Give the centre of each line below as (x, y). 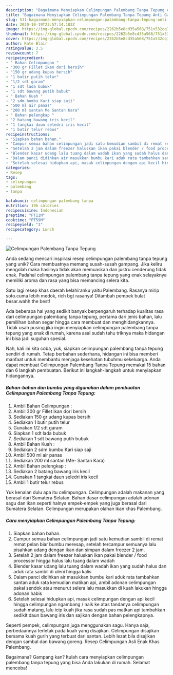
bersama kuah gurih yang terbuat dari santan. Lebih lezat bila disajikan (81, 636)
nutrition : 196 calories (32, 205)
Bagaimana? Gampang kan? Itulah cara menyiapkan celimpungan (75, 657)
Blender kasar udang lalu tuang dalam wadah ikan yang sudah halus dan (90, 566)
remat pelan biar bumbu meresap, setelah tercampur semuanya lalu (85, 544)
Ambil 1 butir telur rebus (38, 482)
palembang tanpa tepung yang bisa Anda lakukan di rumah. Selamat (78, 662)
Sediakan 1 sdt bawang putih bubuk (51, 438)
